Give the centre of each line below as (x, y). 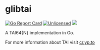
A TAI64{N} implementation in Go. (40, 32)
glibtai (18, 9)
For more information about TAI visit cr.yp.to (50, 42)
